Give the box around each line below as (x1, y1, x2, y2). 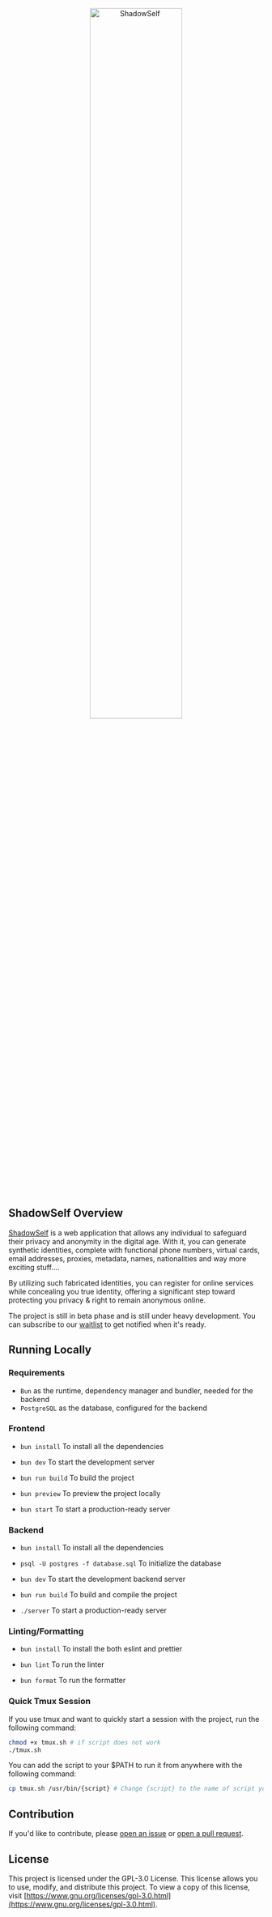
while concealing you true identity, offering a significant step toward (8, 1286, 236, 1296)
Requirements (8, 1367, 66, 1379)
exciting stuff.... (8, 1262, 60, 1272)
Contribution (8, 1807, 74, 1821)
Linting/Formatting (8, 1626, 84, 1637)
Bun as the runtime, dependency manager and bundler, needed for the (19, 1385, 253, 1396)
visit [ (8, 1890, 27, 1900)
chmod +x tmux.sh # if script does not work (8, 1738, 161, 1746)
